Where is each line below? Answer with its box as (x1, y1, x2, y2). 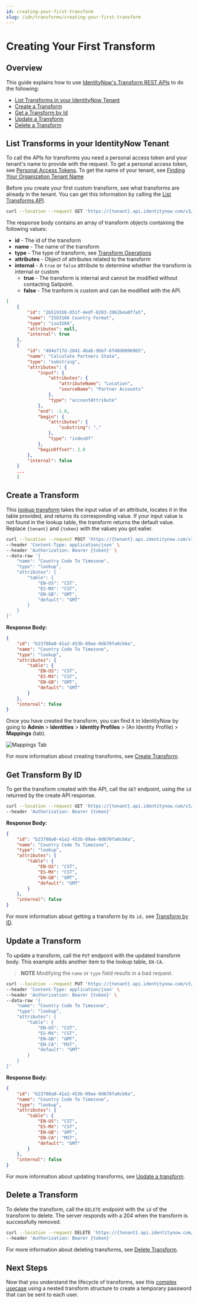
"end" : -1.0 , (37, 408, 70, 414)
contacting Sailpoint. (23, 281, 74, 288)
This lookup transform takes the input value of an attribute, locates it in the (6, 506, 187, 513)
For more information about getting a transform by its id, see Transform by (6, 913, 189, 920)
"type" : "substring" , (27, 358, 81, 365)
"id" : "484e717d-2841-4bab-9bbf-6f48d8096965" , (27, 348, 146, 354)
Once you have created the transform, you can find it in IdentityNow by (6, 717, 179, 724)
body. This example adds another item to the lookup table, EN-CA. (6, 958, 165, 965)
